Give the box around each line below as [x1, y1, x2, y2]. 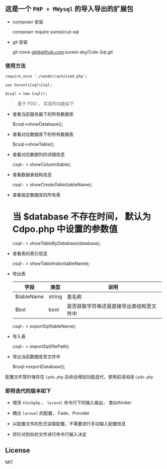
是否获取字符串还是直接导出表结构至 [67, 303, 152, 310]
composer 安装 [12, 19, 44, 25]
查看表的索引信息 [12, 250, 48, 257]
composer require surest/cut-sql [12, 29, 80, 35]
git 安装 [12, 39, 28, 45]
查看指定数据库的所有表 [12, 192, 61, 198]
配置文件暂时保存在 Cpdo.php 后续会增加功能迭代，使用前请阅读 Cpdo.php [5, 374, 154, 380]
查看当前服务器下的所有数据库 [12, 111, 74, 117]
